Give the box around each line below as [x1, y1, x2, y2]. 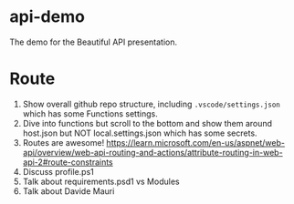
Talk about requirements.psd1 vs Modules [22, 176, 180, 187]
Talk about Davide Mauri [22, 185, 115, 197]
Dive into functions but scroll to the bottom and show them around [22, 117, 272, 128]
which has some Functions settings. [22, 107, 158, 119]
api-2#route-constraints [22, 157, 114, 168]
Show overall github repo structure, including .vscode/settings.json [22, 98, 281, 109]
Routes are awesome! [22, 137, 105, 148]
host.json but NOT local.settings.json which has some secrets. [22, 127, 257, 138]
